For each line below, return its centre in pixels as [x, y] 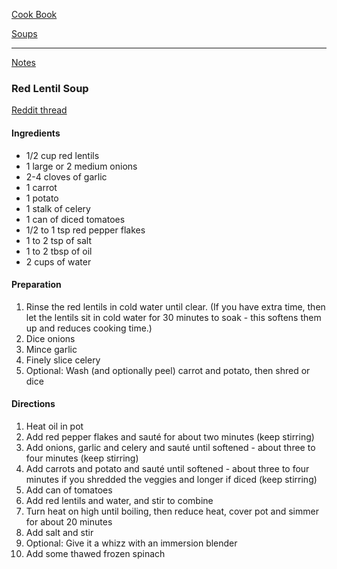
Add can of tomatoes [69, 490]
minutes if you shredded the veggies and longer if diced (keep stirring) [171, 479]
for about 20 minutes [69, 521]
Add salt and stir [59, 532]
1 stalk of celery [58, 208]
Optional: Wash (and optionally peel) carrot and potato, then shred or [168, 370]
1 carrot [41, 187]
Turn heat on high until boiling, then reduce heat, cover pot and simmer [172, 511]
